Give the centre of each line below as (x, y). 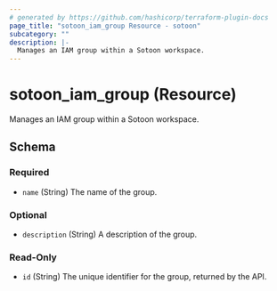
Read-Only (33, 257)
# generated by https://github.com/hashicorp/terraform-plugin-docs (139, 17)
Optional (28, 214)
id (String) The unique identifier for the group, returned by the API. (144, 277)
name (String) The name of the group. (90, 191)
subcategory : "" (39, 34)
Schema (33, 147)
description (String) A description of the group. (110, 234)
